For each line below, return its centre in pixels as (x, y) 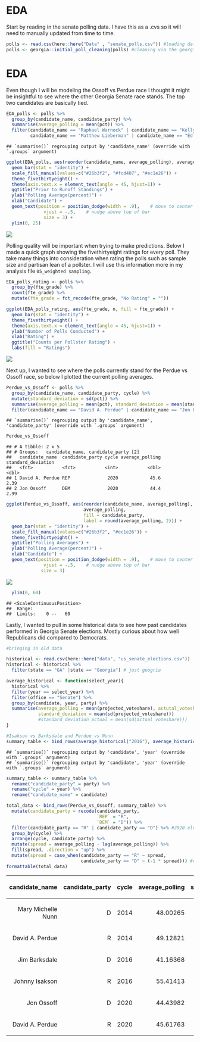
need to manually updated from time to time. (60, 33)
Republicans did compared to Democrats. (57, 637)
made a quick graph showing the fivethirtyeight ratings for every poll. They (98, 252)
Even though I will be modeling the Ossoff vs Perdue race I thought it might (98, 90)
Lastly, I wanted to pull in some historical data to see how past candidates (97, 625)
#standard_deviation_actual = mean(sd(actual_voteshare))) (112, 720)
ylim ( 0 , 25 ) (26, 223)
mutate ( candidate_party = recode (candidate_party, (76, 811)
